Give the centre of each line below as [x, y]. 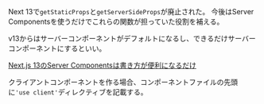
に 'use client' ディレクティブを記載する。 [78, 92]
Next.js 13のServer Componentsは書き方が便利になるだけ [102, 65]
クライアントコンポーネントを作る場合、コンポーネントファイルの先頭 [123, 82]
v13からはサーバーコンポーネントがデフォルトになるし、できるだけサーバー [132, 39]
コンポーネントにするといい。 [57, 48]
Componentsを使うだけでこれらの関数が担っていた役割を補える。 [116, 21]
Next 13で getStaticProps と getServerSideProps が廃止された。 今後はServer [131, 12]
